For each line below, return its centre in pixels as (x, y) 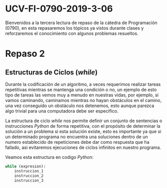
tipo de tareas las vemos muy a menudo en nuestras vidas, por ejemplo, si (82, 95)
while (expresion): (26, 166)
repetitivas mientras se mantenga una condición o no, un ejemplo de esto (81, 89)
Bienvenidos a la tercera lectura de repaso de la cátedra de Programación (81, 23)
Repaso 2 (25, 54)
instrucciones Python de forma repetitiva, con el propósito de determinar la (83, 126)
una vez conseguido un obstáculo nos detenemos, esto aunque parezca (80, 106)
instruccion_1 (29, 171)
